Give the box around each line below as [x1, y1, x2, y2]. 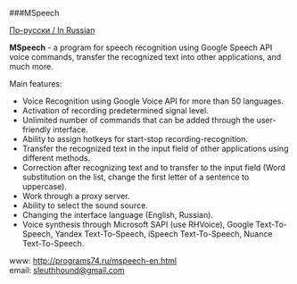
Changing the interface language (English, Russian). [21, 210, 214, 220]
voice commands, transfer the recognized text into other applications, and [9, 52, 282, 62]
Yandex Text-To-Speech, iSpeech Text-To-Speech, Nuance [54, 229, 273, 239]
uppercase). [21, 181, 67, 191]
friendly [21, 124, 52, 135]
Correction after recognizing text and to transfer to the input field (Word [21, 163, 286, 172]
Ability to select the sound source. [21, 200, 149, 211]
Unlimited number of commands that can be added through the [21, 115, 255, 125]
